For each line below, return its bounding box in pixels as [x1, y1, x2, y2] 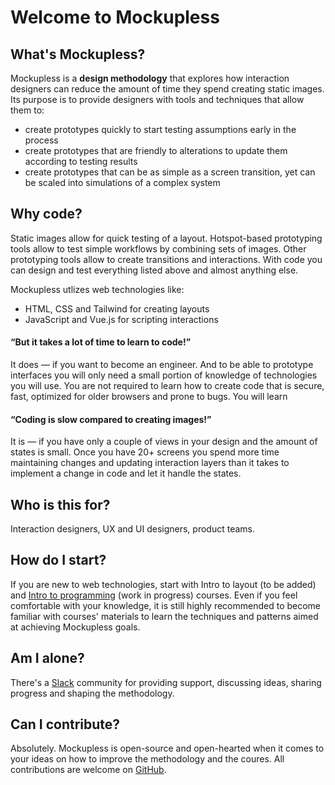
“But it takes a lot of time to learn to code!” [10, 336, 192, 348]
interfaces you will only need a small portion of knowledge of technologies [10, 369, 318, 381]
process [24, 134, 59, 146]
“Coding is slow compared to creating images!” [10, 413, 212, 425]
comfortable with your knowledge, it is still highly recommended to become [10, 599, 322, 611]
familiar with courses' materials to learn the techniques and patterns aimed [10, 610, 319, 622]
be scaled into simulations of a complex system [24, 177, 221, 188]
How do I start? [10, 552, 107, 569]
